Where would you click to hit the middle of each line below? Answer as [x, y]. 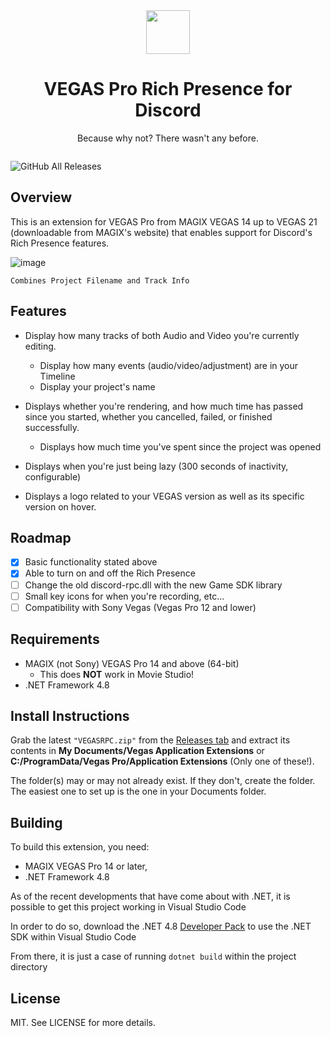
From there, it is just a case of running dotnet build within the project [153, 956]
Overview [41, 197]
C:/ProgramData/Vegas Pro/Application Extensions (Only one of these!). [162, 761]
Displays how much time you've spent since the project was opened [180, 446]
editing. [40, 346]
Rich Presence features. [60, 243]
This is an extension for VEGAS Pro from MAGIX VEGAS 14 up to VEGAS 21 [164, 221]
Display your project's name [97, 386]
